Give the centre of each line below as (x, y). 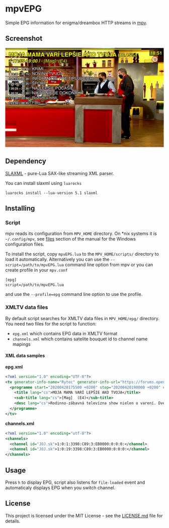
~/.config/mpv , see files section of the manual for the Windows (70, 239)
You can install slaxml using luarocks (44, 183)
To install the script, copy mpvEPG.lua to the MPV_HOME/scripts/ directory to (82, 254)
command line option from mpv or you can (109, 265)
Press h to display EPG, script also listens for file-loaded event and (75, 482)
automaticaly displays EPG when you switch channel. (60, 487)
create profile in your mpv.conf (36, 270)
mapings (22, 344)
